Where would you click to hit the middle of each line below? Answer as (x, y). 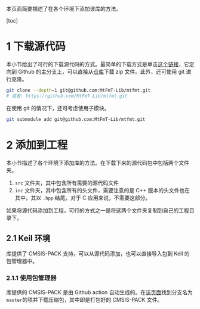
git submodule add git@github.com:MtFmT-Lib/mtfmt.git (76, 119)
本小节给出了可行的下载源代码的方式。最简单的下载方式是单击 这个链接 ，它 (98, 64)
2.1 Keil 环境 (28, 238)
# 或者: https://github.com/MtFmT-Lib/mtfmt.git (67, 96)
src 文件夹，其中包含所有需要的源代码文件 (67, 183)
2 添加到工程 (37, 145)
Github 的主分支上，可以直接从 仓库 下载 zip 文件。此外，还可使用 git (101, 71)
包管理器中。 (22, 261)
